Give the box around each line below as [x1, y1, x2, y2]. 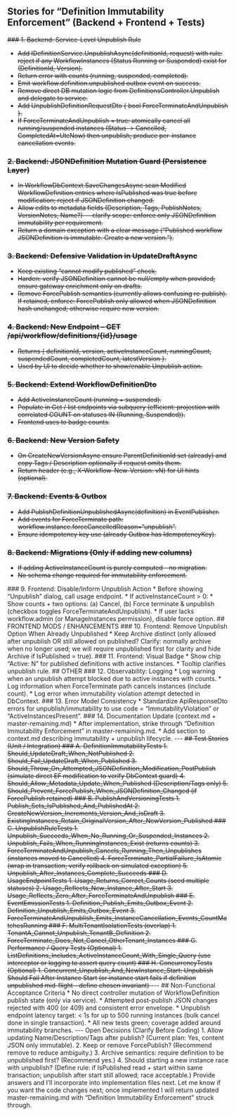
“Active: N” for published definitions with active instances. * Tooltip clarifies [7, 659, 226, 667]
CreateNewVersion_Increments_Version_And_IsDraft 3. [7, 809, 166, 817]
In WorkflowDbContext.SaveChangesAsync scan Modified [17, 181, 187, 189]
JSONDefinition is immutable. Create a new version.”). [17, 234, 174, 242]
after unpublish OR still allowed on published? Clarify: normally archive [7, 637, 211, 645]
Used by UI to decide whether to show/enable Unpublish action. [17, 362, 203, 370]
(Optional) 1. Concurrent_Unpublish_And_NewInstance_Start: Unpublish [7, 966, 214, 974]
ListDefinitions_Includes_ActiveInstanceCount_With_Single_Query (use [7, 951, 211, 960]
